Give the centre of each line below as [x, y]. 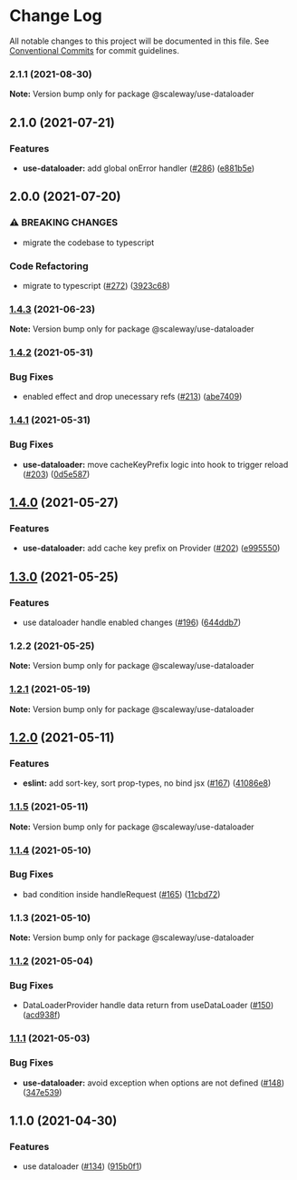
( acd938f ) [41, 1015]
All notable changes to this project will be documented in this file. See [139, 41]
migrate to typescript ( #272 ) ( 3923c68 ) [96, 285]
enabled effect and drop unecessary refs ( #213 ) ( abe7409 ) [132, 397]
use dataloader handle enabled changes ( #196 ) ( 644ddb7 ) [132, 622]
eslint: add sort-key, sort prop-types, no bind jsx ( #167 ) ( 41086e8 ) [147, 783]
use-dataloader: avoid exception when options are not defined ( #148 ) [153, 1083]
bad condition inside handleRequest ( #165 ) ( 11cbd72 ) [121, 894]
